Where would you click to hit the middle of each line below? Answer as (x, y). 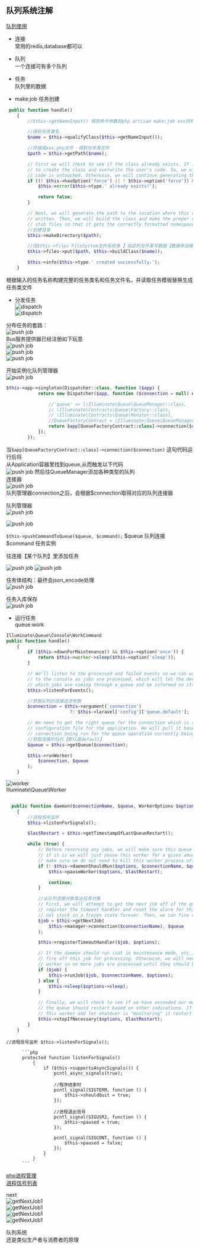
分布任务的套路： (27, 325)
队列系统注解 (30, 11)
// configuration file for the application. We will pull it (105, 728)
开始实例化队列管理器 (32, 370)
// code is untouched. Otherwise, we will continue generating (107, 175)
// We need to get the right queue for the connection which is (108, 723)
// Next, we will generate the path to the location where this (108, 213)
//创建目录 (39, 230)
